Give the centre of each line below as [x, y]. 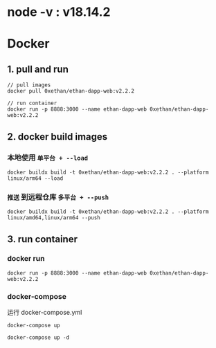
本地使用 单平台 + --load [48, 158]
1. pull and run [38, 69]
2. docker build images [57, 137]
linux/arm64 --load [35, 178]
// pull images [29, 85]
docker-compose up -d [38, 338]
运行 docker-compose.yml [45, 313]
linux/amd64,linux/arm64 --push [54, 218]
